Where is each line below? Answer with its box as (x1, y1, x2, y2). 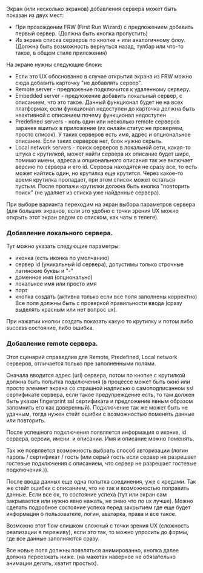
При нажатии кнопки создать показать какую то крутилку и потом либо (6, 318, 193, 325)
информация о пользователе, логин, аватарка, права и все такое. (6, 510, 177, 517)
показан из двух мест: (6, 12, 64, 19)
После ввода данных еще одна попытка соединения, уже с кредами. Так (6, 478, 196, 485)
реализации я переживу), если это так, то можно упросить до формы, (6, 528, 189, 535)
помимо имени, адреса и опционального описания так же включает (15, 157, 193, 163)
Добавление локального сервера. (6, 228, 113, 237)
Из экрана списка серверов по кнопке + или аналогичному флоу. (15, 36, 186, 43)
